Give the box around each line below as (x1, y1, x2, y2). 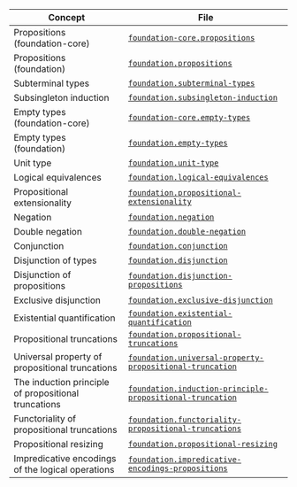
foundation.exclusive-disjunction (127, 296, 274, 305)
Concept (48, 12, 86, 23)
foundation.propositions (127, 58, 232, 68)
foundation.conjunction (127, 241, 228, 251)
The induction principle (13, 376, 110, 388)
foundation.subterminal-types (127, 79, 255, 88)
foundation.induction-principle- (127, 384, 269, 393)
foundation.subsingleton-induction (127, 93, 278, 103)
